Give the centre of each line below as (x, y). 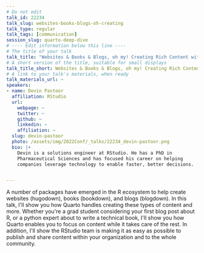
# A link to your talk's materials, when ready (68, 74)
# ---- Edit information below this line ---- (66, 46)
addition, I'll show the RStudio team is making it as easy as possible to (94, 231)
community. (21, 244)
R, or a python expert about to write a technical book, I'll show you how (95, 218)
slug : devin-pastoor (38, 136)
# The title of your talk (39, 52)
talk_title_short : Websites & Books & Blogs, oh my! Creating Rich (93, 68)
